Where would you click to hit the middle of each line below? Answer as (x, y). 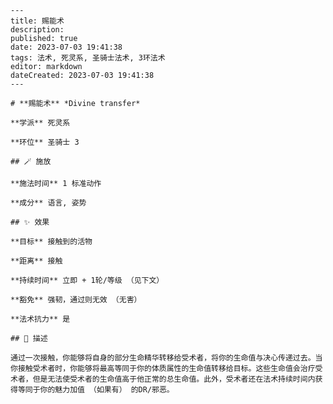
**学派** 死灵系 (40, 123)
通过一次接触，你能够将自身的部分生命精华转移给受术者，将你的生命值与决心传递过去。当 (166, 358)
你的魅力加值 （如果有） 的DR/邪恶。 (107, 390)
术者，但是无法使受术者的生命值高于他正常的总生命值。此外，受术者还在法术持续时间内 (163, 379)
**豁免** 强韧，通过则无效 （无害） (76, 300)
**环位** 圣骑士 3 (45, 142)
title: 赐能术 (37, 21)
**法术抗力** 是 (40, 319)
